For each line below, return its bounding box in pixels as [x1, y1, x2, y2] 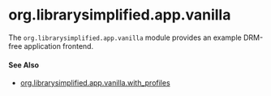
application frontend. [24, 41, 94, 50]
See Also [8, 59, 39, 70]
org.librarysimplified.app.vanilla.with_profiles [19, 78, 170, 88]
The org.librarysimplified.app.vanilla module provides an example [8, 33, 242, 42]
